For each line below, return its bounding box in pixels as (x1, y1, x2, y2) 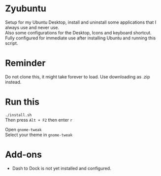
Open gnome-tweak (5, 126, 42, 132)
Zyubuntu (5, 3, 47, 14)
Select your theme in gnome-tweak (5, 132, 73, 138)
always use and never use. (5, 24, 59, 30)
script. (5, 40, 18, 46)
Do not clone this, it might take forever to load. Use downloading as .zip (5, 73, 150, 79)
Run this (5, 97, 39, 107)
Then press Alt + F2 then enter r (5, 117, 73, 123)
